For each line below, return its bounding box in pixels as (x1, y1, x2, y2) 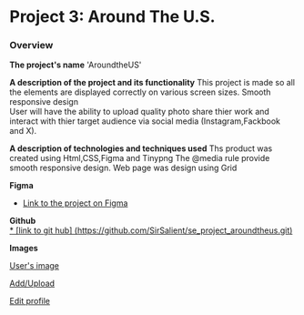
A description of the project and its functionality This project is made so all (9, 77, 296, 88)
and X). (9, 126, 37, 137)
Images (9, 243, 38, 254)
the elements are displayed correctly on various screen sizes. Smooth (9, 86, 271, 97)
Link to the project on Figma (22, 198, 128, 208)
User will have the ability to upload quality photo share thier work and (9, 107, 270, 117)
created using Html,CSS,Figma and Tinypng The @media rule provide (9, 153, 270, 164)
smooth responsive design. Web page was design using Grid (9, 162, 238, 174)
